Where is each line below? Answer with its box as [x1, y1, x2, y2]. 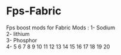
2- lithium [6, 30, 30, 37]
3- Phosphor [6, 36, 38, 44]
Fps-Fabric [6, 4, 61, 18]
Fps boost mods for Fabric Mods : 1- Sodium [6, 24, 115, 31]
